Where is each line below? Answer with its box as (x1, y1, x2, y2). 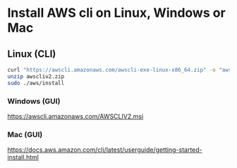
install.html (7, 153, 39, 162)
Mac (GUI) (7, 129, 43, 139)
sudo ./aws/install (7, 79, 65, 86)
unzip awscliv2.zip (7, 72, 65, 80)
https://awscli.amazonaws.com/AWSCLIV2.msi (7, 112, 144, 120)
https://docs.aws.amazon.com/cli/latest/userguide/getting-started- (7, 146, 202, 154)
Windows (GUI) (7, 96, 61, 106)
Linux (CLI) (7, 48, 56, 60)
